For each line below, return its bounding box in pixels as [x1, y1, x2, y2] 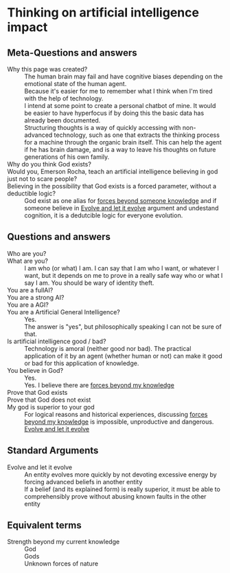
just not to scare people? [7, 175, 78, 183]
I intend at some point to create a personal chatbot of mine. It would [24, 102, 216, 109]
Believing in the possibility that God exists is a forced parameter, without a [7, 182, 217, 190]
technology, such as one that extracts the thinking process [54, 131, 220, 139]
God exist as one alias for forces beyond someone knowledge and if [24, 197, 217, 204]
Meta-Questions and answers [7, 47, 137, 58]
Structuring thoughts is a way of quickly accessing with [24, 124, 181, 131]
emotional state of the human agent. [24, 80, 127, 87]
